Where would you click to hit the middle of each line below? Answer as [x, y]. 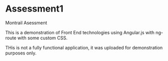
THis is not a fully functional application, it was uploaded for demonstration [84, 47]
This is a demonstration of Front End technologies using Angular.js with [80, 32]
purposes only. [21, 53]
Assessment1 [34, 9]
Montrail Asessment [26, 23]
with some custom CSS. [43, 38]
